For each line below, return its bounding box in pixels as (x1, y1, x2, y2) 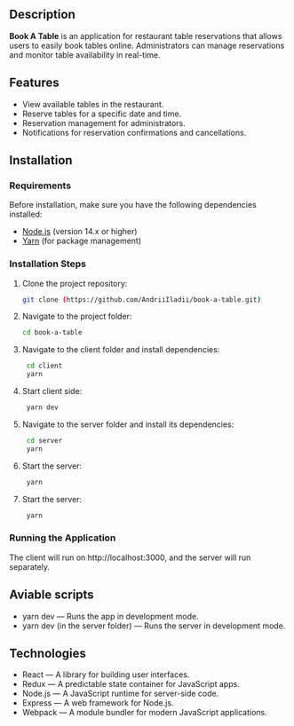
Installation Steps (9, 257, 87, 270)
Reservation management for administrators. (21, 117, 187, 128)
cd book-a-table (21, 328, 83, 337)
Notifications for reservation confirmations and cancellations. (21, 127, 247, 138)
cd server (26, 436, 63, 445)
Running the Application (9, 532, 116, 544)
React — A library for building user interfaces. (21, 669, 190, 680)
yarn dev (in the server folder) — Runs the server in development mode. (21, 620, 286, 631)
